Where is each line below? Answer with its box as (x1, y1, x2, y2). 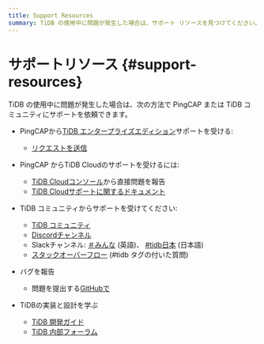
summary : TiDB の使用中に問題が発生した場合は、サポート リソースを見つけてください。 (8, 19, 261, 27)
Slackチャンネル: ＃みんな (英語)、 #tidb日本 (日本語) (31, 240, 204, 250)
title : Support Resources (8, 11, 93, 20)
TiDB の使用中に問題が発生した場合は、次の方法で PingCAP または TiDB (8, 100, 243, 109)
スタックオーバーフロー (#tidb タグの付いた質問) (31, 250, 189, 259)
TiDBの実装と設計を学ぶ (19, 301, 99, 310)
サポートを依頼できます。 (49, 110, 132, 119)
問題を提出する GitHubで (31, 284, 111, 293)
